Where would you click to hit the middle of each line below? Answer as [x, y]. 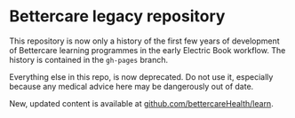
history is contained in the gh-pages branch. [89, 59]
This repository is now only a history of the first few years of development [144, 41]
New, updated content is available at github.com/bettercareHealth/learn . [141, 103]
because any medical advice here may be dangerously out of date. [132, 86]
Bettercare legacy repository [117, 16]
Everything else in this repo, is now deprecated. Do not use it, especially [141, 76]
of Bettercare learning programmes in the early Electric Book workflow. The [147, 50]
